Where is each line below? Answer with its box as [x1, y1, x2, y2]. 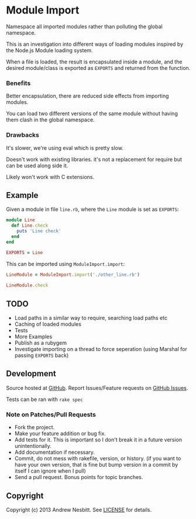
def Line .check [11, 223, 49, 229]
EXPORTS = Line [6, 250, 43, 255]
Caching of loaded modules [14, 321, 82, 328]
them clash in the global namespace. [6, 116, 95, 123]
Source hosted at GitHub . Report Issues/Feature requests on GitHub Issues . [6, 384, 188, 391]
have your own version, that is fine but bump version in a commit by [14, 461, 178, 469]
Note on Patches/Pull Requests [6, 410, 97, 419]
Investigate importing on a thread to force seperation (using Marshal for [14, 346, 187, 353]
